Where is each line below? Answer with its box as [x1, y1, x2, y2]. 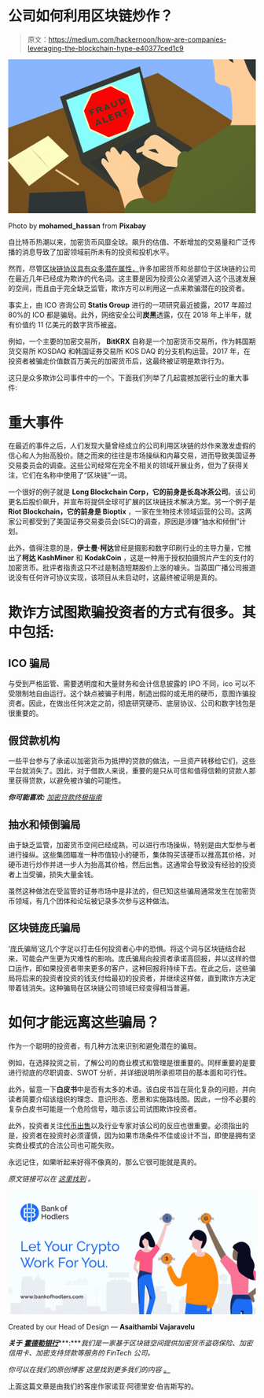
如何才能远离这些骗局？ [8, 1014, 160, 1031]
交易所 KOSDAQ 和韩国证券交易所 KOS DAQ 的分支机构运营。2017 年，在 [14, 347, 251, 356]
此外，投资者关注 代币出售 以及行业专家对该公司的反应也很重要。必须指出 [8, 1120, 242, 1130]
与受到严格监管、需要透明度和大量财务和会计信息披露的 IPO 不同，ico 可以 [8, 679, 249, 688]
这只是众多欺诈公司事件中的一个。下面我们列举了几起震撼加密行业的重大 [8, 373, 242, 382]
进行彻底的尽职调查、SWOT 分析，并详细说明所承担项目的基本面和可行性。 [8, 1068, 251, 1077]
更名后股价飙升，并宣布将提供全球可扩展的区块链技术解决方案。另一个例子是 [8, 497, 256, 507]
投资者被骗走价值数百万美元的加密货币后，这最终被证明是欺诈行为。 [8, 356, 229, 366]
